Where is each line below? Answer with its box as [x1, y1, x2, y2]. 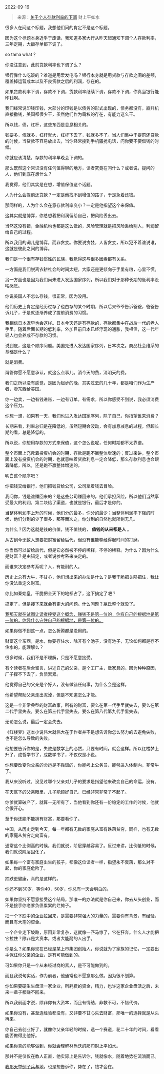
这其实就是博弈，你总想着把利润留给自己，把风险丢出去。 [5, 212, 121, 218]
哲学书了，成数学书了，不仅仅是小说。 [21, 752, 99, 758]
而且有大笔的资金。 [5, 919, 44, 925]
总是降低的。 [21, 429, 48, 435]
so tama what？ [5, 51, 37, 57]
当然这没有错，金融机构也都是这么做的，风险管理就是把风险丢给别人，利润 [5, 223, 155, 229]
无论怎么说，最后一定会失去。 [5, 719, 65, 724]
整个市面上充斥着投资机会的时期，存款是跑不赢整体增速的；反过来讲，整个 [5, 450, 155, 456]
